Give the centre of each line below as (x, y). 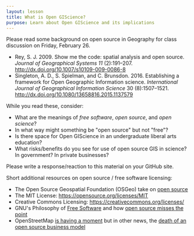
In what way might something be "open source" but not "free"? (91, 130)
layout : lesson (25, 12)
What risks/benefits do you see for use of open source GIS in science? (101, 149)
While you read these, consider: (45, 106)
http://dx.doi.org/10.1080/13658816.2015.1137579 (74, 94)
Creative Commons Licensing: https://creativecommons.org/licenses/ (99, 202)
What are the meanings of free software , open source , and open (93, 117)
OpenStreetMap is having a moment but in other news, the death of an (101, 221)
